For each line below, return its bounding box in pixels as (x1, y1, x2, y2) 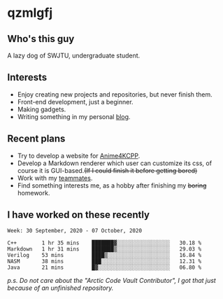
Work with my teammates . (17, 174, 93, 182)
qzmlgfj (7, 5, 53, 21)
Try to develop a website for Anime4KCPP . (17, 151, 141, 160)
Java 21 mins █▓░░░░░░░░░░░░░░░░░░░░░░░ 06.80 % (7, 264, 201, 271)
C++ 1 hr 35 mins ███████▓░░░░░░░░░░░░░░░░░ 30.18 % (7, 239, 201, 246)
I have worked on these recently (7, 209, 150, 221)
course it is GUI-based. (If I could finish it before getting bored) (17, 166, 198, 174)
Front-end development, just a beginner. (17, 97, 134, 106)
